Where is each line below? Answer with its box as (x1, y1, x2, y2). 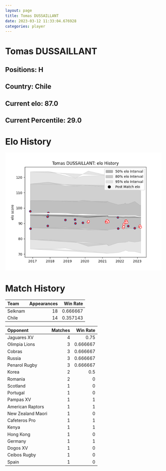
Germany (7, 438, 26, 444)
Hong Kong (7, 431, 31, 437)
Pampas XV (7, 396, 31, 402)
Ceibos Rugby (7, 452, 36, 458)
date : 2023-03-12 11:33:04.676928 (5, 18, 77, 23)
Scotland (7, 383, 26, 389)
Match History (5, 283, 66, 294)
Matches (51, 327, 71, 333)
